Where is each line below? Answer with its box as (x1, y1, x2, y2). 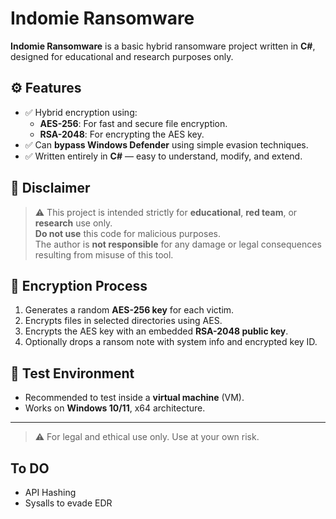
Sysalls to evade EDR (24, 497, 113, 509)
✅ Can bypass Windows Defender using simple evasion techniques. (24, 138, 309, 151)
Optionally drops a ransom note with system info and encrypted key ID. (24, 336, 318, 348)
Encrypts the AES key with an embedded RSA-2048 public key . (24, 325, 289, 337)
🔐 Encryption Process (10, 277, 148, 294)
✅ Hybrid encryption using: (24, 106, 138, 118)
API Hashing (24, 487, 77, 498)
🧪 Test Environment (10, 365, 135, 382)
